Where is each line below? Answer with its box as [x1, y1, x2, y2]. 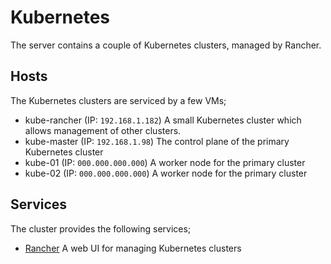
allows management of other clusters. [24, 124, 182, 136]
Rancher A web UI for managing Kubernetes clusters [24, 242, 242, 254]
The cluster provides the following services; [10, 222, 192, 235]
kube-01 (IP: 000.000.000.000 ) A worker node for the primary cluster [24, 156, 306, 168]
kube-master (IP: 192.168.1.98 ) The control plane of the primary [24, 135, 290, 147]
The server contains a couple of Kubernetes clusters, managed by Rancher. [10, 39, 322, 51]
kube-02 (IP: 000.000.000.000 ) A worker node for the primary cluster [24, 167, 308, 179]
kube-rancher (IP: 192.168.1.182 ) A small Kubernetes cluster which [24, 114, 302, 126]
